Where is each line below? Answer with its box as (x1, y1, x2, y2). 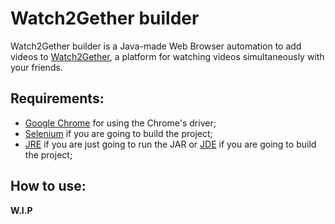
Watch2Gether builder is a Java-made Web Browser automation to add (10, 40, 302, 52)
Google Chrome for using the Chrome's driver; (24, 117, 217, 129)
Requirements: (10, 90, 105, 107)
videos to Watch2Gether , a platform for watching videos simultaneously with (10, 50, 325, 62)
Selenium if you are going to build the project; (24, 127, 213, 139)
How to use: (10, 178, 87, 195)
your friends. (10, 61, 63, 73)
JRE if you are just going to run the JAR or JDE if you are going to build (24, 138, 317, 150)
